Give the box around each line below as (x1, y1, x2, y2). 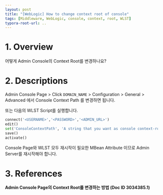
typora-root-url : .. (5, 20, 47, 26)
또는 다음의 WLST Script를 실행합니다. (5, 108, 79, 114)
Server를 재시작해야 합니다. (5, 151, 57, 157)
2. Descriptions (5, 76, 68, 86)
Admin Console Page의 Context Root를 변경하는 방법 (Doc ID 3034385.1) (5, 185, 150, 191)
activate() (5, 135, 27, 140)
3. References (5, 168, 63, 179)
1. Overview (5, 42, 53, 52)
